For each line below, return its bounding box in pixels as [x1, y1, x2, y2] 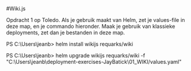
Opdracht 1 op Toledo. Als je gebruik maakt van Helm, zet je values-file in [6, 17, 185, 23]
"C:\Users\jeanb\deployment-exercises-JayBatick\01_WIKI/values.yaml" [6, 59, 182, 65]
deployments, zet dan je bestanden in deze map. [6, 29, 125, 36]
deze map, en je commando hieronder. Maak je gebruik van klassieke [6, 23, 176, 30]
